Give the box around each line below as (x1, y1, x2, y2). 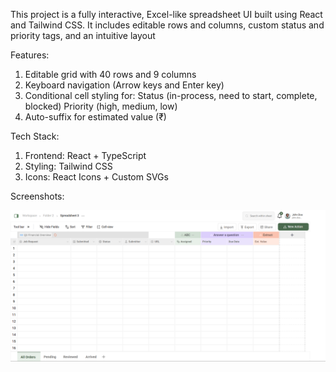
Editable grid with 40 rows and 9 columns (24, 69, 197, 80)
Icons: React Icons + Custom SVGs (24, 171, 169, 183)
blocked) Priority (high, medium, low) (24, 100, 178, 112)
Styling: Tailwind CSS (24, 160, 113, 172)
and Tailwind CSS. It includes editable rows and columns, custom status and (10, 19, 325, 31)
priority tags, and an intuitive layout (10, 30, 156, 41)
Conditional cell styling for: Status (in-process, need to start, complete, (24, 90, 318, 101)
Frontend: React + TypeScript (24, 150, 147, 161)
